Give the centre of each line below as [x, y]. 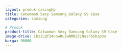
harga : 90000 [18, 41]
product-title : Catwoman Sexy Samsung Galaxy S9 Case [61, 32]
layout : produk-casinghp [30, 9]
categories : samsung [26, 18]
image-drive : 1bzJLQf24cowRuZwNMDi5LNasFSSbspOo [56, 36]
